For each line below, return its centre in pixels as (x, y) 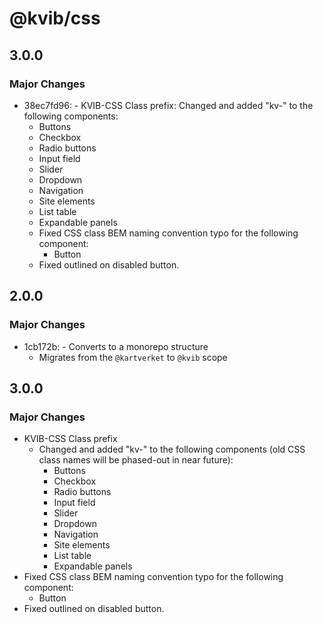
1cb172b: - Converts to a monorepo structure (116, 346)
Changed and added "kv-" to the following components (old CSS (172, 449)
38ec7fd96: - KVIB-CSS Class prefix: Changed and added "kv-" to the (168, 105)
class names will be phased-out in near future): (136, 460)
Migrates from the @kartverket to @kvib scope (133, 357)
